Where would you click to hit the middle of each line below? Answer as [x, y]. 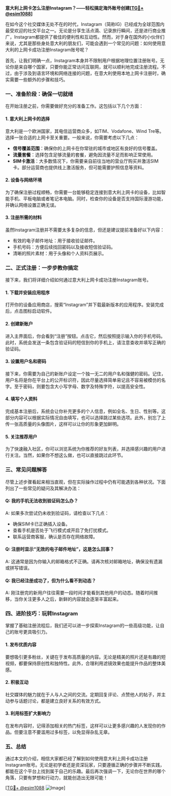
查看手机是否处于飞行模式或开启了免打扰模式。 [62, 530]
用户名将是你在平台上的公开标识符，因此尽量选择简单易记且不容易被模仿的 [83, 380]
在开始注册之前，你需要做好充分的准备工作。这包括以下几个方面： [74, 106]
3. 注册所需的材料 [24, 217]
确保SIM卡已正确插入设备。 [41, 524]
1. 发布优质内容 [21, 645]
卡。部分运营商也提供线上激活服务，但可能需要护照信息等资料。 [79, 167]
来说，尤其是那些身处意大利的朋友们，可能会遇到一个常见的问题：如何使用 [83, 43]
